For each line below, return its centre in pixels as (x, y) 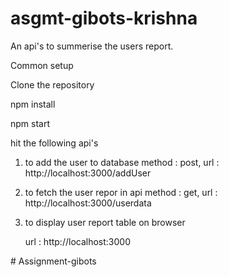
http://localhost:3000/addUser (88, 173)
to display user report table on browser (105, 222)
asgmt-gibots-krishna (104, 18)
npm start (30, 123)
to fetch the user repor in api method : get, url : (121, 192)
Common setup (42, 65)
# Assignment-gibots (53, 261)
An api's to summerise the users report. (92, 46)
